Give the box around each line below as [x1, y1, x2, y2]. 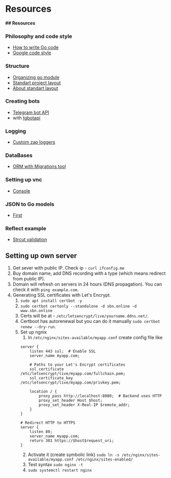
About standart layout [12, 85, 59, 91]
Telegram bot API [12, 109, 49, 115]
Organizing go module [12, 74, 60, 80]
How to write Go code [12, 44, 59, 51]
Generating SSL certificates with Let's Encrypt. [12, 292, 111, 298]
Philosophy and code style [5, 33, 72, 40]
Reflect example [5, 225, 47, 232]
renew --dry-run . [20, 324, 56, 330]
